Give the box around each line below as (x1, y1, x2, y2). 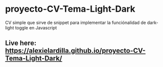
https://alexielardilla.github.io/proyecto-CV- (5, 46, 146, 55)
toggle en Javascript (15, 24, 57, 30)
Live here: (5, 39, 37, 47)
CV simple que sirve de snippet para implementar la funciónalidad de (5, 20, 146, 25)
